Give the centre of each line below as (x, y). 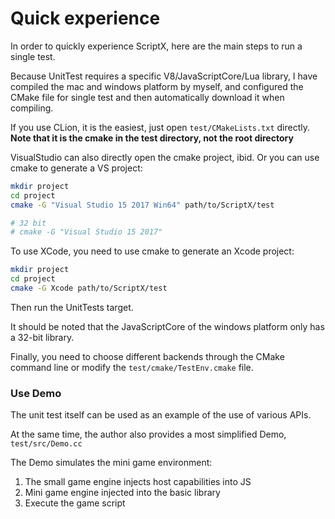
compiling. (32, 108)
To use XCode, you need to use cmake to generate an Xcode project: (152, 251)
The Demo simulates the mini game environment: (111, 463)
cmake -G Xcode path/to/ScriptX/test (89, 288)
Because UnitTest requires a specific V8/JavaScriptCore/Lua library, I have (164, 76)
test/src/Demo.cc (46, 444)
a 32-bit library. (42, 337)
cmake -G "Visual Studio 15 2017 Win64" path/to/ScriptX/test (142, 205)
